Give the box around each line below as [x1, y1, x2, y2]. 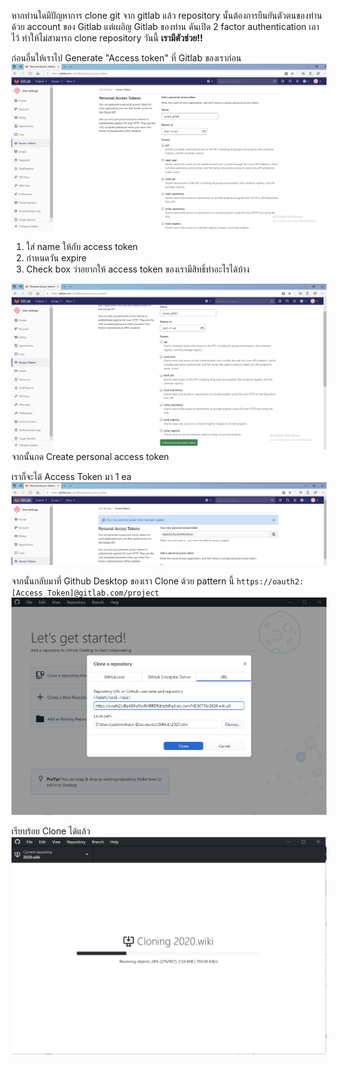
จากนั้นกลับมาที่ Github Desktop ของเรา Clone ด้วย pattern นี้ [11, 575, 235, 587]
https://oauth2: [236, 576, 304, 587]
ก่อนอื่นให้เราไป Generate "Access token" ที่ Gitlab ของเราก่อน [11, 52, 242, 64]
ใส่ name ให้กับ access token [25, 241, 139, 253]
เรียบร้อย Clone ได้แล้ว [11, 825, 91, 837]
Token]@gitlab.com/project [47, 588, 160, 598]
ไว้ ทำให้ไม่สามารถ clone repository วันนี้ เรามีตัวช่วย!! [11, 32, 204, 44]
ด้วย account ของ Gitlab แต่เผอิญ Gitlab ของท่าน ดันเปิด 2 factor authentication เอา [11, 21, 320, 32]
